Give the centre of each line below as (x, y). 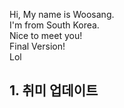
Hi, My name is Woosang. (62, 14)
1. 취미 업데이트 (54, 90)
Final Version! (37, 46)
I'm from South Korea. (54, 25)
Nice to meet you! (46, 35)
